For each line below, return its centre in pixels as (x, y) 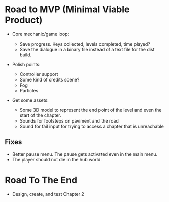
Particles (29, 90)
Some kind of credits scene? (49, 79)
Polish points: (26, 64)
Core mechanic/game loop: (41, 34)
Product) (24, 20)
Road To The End (41, 180)
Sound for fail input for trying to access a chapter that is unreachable (92, 126)
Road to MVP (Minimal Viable (67, 9)
